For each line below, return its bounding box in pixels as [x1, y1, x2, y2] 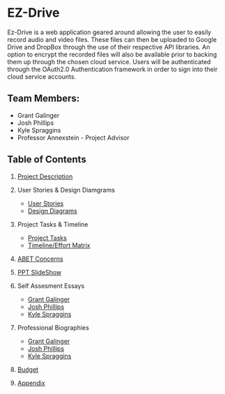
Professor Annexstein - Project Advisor [17, 133, 130, 142]
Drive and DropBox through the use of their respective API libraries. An [7, 43, 210, 51]
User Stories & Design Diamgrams [17, 185, 115, 194]
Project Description [17, 172, 73, 181]
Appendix [17, 379, 45, 387]
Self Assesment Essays [17, 281, 85, 290]
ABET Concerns [17, 255, 64, 263]
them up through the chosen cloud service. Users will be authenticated [7, 57, 211, 66]
